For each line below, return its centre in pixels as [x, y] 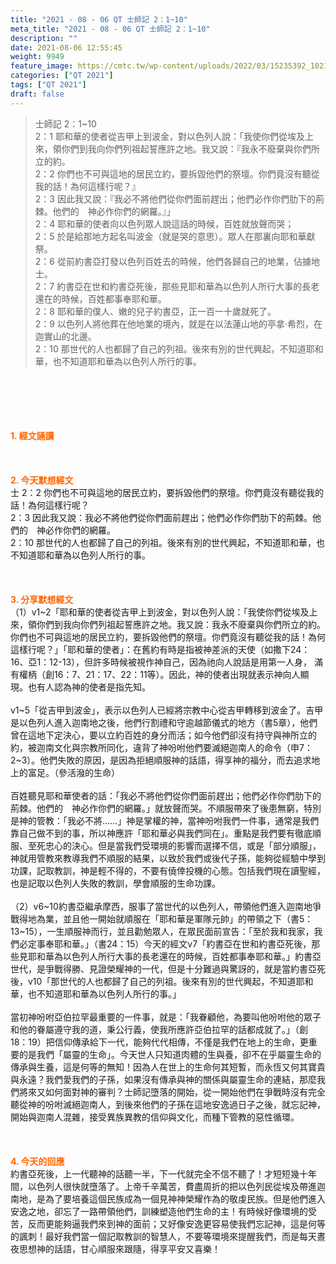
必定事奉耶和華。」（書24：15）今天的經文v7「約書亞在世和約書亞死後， [165, 943]
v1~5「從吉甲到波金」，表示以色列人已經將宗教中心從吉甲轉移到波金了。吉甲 [167, 710]
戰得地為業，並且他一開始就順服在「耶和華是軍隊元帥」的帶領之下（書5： [162, 918]
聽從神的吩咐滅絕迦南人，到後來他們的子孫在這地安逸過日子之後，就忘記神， [168, 1104]
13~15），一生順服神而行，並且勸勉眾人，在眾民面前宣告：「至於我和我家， [162, 931]
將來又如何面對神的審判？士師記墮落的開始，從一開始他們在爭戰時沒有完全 [172, 1092]
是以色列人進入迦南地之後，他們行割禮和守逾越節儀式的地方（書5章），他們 [164, 722]
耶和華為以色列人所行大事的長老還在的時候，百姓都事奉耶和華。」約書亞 [174, 956]
